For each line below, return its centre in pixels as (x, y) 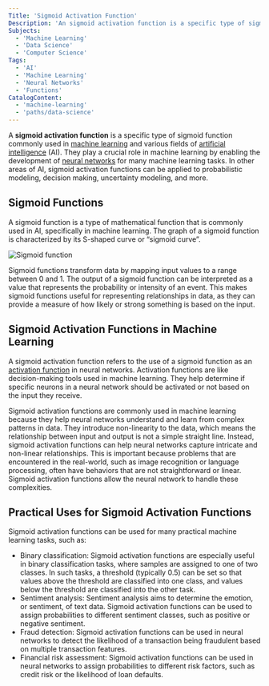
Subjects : (25, 30)
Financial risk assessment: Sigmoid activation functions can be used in (137, 658)
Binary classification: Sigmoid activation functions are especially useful (137, 556)
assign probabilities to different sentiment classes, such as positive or (135, 615)
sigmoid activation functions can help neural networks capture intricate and (133, 444)
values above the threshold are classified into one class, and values (131, 581)
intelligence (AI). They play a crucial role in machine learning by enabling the (134, 152)
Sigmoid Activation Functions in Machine (113, 329)
